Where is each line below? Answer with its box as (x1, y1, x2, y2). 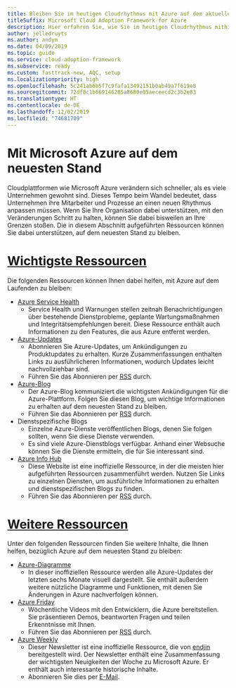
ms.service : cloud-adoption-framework (7, 56, 121, 63)
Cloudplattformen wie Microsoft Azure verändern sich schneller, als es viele (7, 184, 227, 192)
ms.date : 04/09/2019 (7, 43, 68, 50)
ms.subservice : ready (7, 63, 71, 70)
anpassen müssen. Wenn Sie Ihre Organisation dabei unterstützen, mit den (7, 205, 223, 215)
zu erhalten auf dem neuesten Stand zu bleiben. (27, 402, 167, 410)
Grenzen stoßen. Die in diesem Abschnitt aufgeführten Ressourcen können (7, 221, 225, 229)
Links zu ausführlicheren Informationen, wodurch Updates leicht (27, 357, 214, 366)
